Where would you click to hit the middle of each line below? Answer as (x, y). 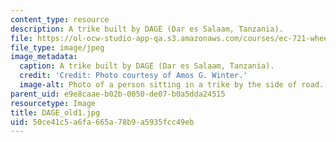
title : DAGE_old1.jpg (55, 112)
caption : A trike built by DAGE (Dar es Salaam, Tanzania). (147, 66)
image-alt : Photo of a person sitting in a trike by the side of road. (172, 85)
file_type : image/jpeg (57, 47)
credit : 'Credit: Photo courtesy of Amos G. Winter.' (133, 76)
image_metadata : (44, 57)
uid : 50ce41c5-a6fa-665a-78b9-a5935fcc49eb (102, 122)
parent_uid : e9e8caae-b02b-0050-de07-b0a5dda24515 (118, 94)
